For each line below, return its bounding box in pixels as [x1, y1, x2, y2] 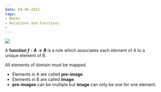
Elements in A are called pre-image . [12, 71, 84, 77]
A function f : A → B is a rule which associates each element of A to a [5, 47, 145, 53]
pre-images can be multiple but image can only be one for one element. [12, 82, 157, 88]
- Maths [5, 16, 21, 21]
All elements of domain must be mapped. [5, 62, 87, 68]
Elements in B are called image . [12, 77, 75, 82]
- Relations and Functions [5, 20, 59, 26]
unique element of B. [5, 53, 47, 59]
